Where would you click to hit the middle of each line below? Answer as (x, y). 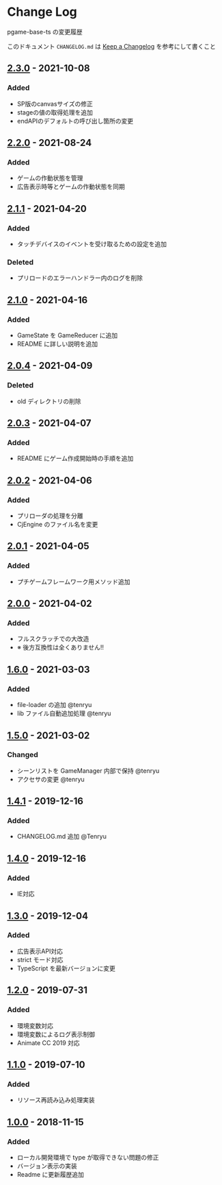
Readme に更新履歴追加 (50, 1174)
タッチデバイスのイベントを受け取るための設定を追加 (92, 244)
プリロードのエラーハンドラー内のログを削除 (80, 278)
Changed (23, 755)
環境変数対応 (35, 1025)
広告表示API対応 (40, 951)
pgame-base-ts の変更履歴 (45, 32)
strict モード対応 (40, 959)
